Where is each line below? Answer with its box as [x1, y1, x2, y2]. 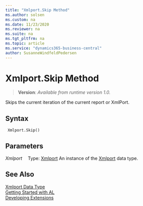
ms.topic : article [5, 41, 45, 46]
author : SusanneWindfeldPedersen [5, 50, 77, 55]
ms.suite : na [5, 31, 33, 36]
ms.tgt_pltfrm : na [5, 36, 45, 42]
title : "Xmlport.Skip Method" [5, 7, 70, 13]
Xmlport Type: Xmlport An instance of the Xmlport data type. [5, 155, 138, 161]
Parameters [5, 141, 44, 150]
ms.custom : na [5, 17, 36, 22]
